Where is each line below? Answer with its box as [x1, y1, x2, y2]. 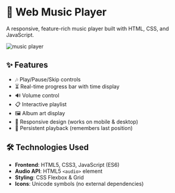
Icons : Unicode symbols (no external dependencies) [14, 180, 144, 187]
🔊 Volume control [14, 91, 60, 99]
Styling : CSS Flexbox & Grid [14, 173, 85, 181]
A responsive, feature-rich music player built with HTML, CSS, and [6, 25, 170, 32]
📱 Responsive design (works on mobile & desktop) [14, 118, 139, 125]
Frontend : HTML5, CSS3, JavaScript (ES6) [14, 161, 120, 168]
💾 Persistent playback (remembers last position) [14, 124, 133, 131]
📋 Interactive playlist [14, 100, 67, 107]
